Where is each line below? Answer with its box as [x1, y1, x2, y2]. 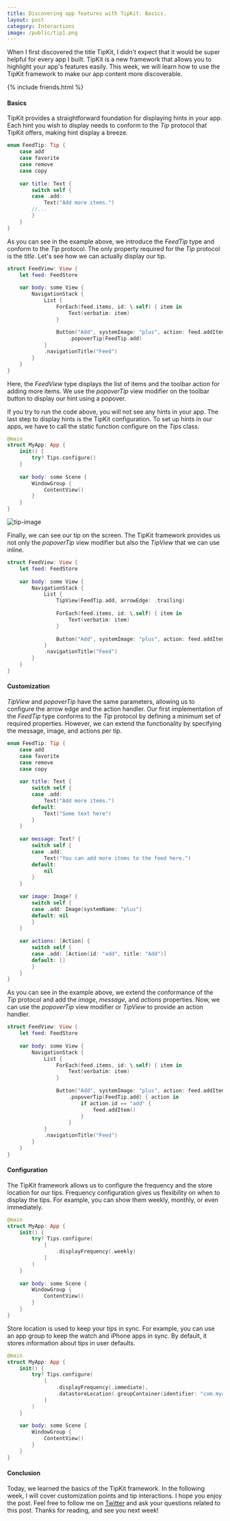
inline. [7, 546, 24, 554]
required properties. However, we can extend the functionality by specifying [7, 720, 222, 728]
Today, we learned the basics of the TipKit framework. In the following [7, 1484, 205, 1492]
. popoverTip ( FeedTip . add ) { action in [68, 1094, 179, 1100]
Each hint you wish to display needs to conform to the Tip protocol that [7, 121, 207, 130]
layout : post [7, 16, 44, 23]
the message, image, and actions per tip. [7, 727, 122, 735]
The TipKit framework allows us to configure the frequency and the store [7, 1181, 213, 1189]
